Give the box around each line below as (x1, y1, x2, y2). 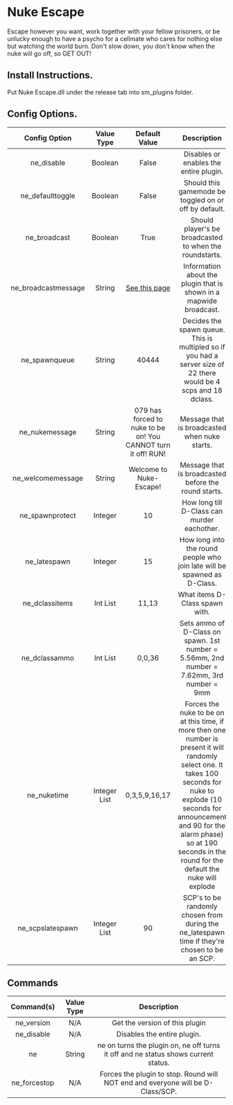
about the (186, 270, 218, 279)
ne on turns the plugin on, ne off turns (96, 1040, 221, 1050)
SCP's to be (182, 892, 222, 902)
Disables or (183, 149, 221, 158)
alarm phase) (180, 829, 224, 839)
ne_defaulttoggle (20, 190, 76, 200)
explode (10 (182, 794, 223, 804)
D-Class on (183, 627, 221, 637)
